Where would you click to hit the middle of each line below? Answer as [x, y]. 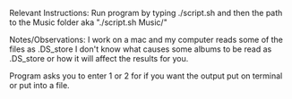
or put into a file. [39, 85]
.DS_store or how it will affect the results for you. [99, 58]
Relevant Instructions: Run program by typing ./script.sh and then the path [146, 13]
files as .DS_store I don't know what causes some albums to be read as [141, 49]
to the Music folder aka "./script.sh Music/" [88, 22]
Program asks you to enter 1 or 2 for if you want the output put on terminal [146, 76]
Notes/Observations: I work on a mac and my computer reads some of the [146, 40]
